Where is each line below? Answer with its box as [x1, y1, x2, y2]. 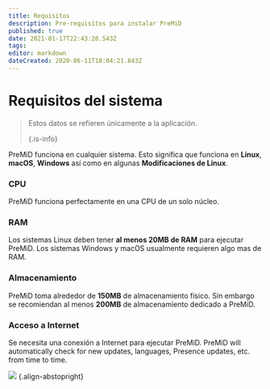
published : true [8, 27, 63, 35]
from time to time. [8, 355, 68, 364]
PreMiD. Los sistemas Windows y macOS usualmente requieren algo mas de [8, 244, 262, 253]
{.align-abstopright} [18, 372, 85, 381]
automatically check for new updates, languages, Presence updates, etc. [8, 346, 251, 356]
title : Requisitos [8, 11, 70, 20]
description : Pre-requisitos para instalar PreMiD [8, 19, 182, 27]
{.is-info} [27, 134, 58, 144]
